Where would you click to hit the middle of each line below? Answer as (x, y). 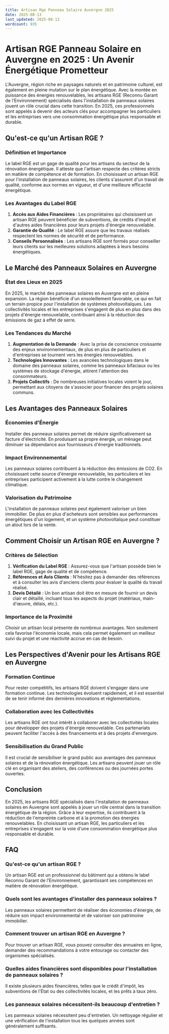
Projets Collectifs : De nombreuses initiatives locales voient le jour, (82, 382)
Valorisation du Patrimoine (39, 498)
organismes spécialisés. (30, 955)
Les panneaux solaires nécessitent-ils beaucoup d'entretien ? (82, 1005)
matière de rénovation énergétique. (42, 886)
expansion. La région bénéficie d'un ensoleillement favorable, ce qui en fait (83, 298)
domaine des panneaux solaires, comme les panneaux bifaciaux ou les (86, 366)
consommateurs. (30, 377)
